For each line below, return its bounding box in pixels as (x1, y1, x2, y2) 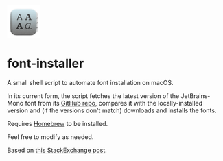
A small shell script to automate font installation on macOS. (7, 78, 174, 86)
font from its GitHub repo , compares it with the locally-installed (25, 99, 203, 107)
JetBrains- (180, 91, 211, 100)
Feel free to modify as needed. (7, 132, 94, 141)
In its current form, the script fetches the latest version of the (7, 91, 180, 100)
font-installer (7, 55, 84, 71)
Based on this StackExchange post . (7, 146, 108, 154)
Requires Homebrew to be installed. (7, 119, 108, 127)
